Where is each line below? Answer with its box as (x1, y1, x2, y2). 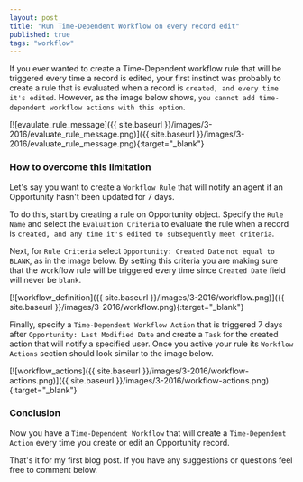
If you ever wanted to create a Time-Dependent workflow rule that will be (9, 63, 282, 74)
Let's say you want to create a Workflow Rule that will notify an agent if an (9, 182, 284, 193)
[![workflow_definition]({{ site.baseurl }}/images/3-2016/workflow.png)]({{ (9, 291, 285, 303)
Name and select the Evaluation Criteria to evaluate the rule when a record (9, 218, 289, 229)
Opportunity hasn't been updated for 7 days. (9, 191, 175, 202)
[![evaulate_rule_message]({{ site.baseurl (9, 119, 163, 130)
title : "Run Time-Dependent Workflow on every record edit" (9, 22, 241, 31)
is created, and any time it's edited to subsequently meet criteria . (9, 228, 275, 239)
